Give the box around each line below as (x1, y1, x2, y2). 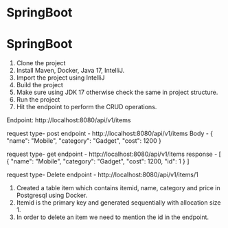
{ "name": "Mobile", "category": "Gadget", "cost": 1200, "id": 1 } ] (6, 157, 190, 166)
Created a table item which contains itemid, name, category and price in (16, 184, 220, 192)
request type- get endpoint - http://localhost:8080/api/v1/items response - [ (6, 150, 221, 159)
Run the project (16, 95, 60, 104)
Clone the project (16, 59, 66, 67)
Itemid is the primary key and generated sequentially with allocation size (16, 198, 221, 207)
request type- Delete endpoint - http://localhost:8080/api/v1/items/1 (6, 170, 198, 179)
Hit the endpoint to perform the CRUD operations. (16, 103, 157, 111)
